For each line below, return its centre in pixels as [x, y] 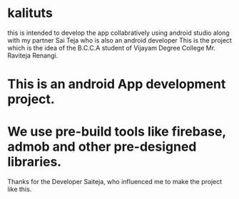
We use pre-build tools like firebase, [117, 132]
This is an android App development [117, 84]
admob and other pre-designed [102, 147]
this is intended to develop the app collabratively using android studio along [118, 33]
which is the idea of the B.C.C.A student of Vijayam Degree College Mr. [112, 48]
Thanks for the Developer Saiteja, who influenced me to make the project [115, 182]
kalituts [30, 13]
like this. [20, 189]
